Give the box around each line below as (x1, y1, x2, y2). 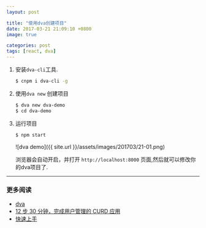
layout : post (6, 9, 40, 15)
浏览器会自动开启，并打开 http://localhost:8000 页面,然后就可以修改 (15, 156, 191, 163)
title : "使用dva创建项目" (6, 20, 67, 26)
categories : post (6, 42, 51, 49)
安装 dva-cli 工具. (15, 66, 58, 73)
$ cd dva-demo (15, 108, 51, 114)
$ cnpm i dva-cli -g (15, 78, 68, 84)
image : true (6, 31, 37, 37)
